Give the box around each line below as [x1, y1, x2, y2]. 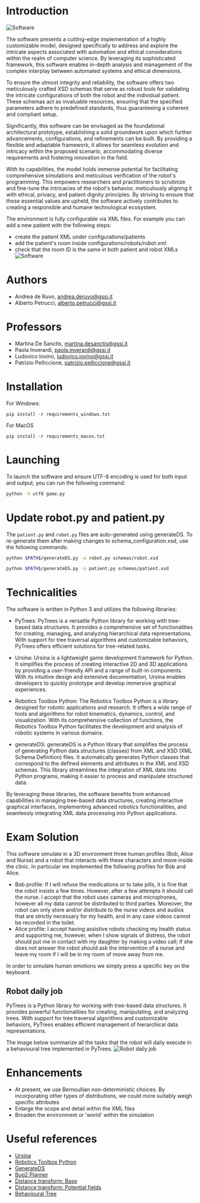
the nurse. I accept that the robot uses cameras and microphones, [14, 893, 177, 901]
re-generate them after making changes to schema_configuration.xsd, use [6, 537, 189, 544]
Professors [6, 320, 62, 334]
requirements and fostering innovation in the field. [6, 154, 129, 161]
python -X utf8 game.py [6, 491, 65, 497]
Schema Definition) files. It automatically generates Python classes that [14, 754, 190, 761]
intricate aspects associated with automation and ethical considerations [6, 48, 182, 55]
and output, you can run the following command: [6, 479, 126, 486]
